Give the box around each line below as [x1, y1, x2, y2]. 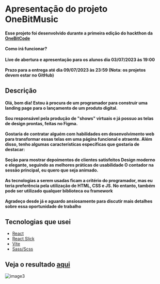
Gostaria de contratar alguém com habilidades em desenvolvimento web [5, 131, 155, 137]
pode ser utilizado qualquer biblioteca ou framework [5, 188, 113, 194]
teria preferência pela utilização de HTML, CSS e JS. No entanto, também [5, 183, 155, 189]
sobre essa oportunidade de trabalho [5, 204, 81, 209]
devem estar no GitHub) [5, 72, 54, 78]
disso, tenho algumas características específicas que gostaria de [5, 141, 140, 147]
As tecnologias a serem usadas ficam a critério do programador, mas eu [5, 178, 153, 184]
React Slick [12, 236, 35, 242]
